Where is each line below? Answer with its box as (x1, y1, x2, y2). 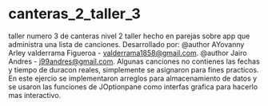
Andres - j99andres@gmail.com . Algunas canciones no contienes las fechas (8, 57, 260, 66)
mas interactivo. (8, 90, 62, 100)
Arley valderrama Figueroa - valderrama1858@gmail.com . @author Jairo (8, 48, 247, 57)
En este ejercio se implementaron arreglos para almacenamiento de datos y (8, 73, 258, 83)
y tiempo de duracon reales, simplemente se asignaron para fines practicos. (8, 65, 259, 74)
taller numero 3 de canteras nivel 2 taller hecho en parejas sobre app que (8, 31, 250, 41)
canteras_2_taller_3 (8, 5, 142, 23)
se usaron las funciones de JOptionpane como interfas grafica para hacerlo (8, 81, 258, 92)
